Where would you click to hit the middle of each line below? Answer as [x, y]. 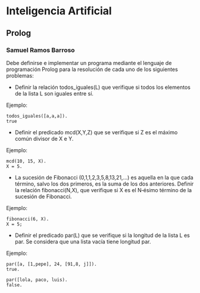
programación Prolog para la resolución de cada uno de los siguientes [92, 69]
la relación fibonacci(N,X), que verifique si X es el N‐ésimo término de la [103, 190]
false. [14, 285]
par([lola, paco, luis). [37, 280]
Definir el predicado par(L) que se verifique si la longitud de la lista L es [102, 235]
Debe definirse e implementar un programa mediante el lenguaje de [89, 63]
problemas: [20, 75]
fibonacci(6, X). [28, 219]
